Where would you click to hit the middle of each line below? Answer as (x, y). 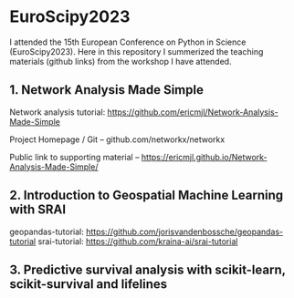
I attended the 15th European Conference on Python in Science (128, 42)
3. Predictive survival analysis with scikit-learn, (147, 269)
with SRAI (38, 210)
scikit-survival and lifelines (89, 284)
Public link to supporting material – (74, 157)
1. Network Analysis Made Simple (106, 90)
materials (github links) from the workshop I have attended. (121, 61)
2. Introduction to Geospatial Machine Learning (147, 195)
